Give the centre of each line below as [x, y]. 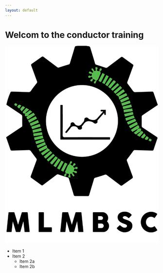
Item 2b [27, 266]
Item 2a [27, 261]
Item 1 [18, 251]
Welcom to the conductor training [74, 35]
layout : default [21, 10]
